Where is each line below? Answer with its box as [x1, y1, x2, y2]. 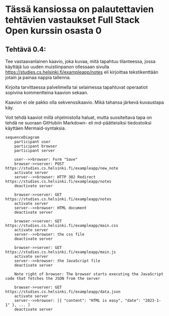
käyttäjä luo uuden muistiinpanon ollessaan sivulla [5, 64, 109, 70]
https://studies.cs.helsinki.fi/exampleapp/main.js [5, 249, 116, 255]
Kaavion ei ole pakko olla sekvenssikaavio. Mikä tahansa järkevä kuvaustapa [5, 99, 164, 105]
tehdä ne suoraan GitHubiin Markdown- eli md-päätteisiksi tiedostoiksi [5, 120, 152, 125]
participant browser [14, 144, 58, 149]
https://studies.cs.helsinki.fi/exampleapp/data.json [5, 289, 121, 294]
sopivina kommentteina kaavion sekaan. [5, 90, 88, 95]
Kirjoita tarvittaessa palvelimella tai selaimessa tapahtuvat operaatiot [5, 84, 148, 90]
